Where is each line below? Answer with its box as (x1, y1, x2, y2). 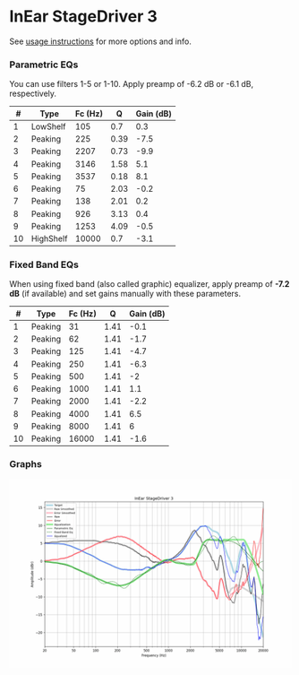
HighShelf (30, 233, 68, 244)
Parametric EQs (9, 58, 79, 71)
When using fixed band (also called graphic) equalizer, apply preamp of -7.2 (9, 279, 290, 290)
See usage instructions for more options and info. (9, 36, 192, 47)
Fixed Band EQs (9, 258, 79, 271)
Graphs (9, 458, 42, 471)
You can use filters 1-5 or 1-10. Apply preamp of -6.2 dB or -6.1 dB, (9, 79, 254, 90)
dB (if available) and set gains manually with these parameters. (9, 289, 242, 299)
